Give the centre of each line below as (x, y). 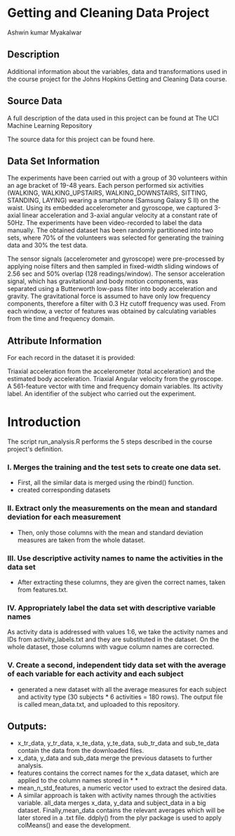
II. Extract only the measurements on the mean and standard (112, 508)
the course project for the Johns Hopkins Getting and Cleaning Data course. (117, 79)
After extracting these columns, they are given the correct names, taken (121, 582)
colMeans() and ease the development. (74, 825)
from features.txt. (43, 590)
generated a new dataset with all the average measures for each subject (122, 689)
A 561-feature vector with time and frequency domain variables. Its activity (115, 386)
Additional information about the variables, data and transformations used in (117, 71)
